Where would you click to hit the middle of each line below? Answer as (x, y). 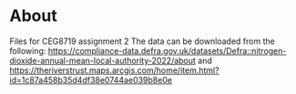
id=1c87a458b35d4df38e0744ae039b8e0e (91, 79)
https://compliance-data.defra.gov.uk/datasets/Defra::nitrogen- (167, 50)
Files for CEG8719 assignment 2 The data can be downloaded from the (142, 41)
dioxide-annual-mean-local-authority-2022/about (102, 60)
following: (28, 50)
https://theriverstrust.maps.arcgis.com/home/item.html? (115, 70)
